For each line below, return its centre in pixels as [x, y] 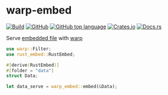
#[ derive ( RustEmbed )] [33, 65]
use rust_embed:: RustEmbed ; [41, 54]
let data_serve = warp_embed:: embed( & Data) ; [62, 87]
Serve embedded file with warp [44, 38]
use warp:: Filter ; [29, 49]
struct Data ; [22, 76]
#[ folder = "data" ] [30, 71]
